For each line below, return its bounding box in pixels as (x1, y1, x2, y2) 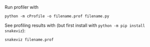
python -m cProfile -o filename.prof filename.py (4, 14, 110, 19)
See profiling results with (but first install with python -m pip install (4, 22, 145, 28)
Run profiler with (4, 4, 39, 10)
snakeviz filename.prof (4, 37, 54, 42)
